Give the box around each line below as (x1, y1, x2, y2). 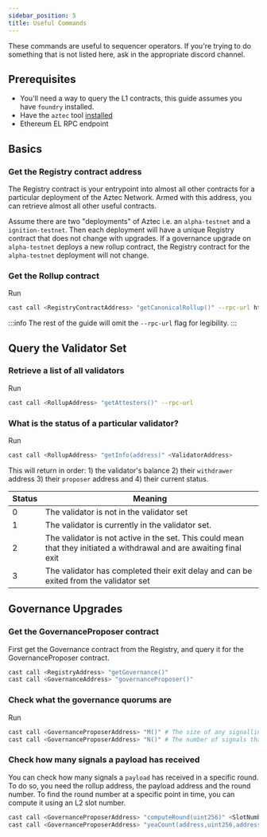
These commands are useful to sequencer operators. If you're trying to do (8, 41, 252, 50)
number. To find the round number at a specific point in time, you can (8, 789, 235, 799)
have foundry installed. (19, 102, 95, 112)
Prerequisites (8, 73, 76, 86)
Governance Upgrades (8, 603, 123, 616)
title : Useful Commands (8, 19, 87, 27)
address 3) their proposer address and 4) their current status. (8, 474, 209, 483)
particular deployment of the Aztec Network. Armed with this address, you (8, 193, 252, 202)
